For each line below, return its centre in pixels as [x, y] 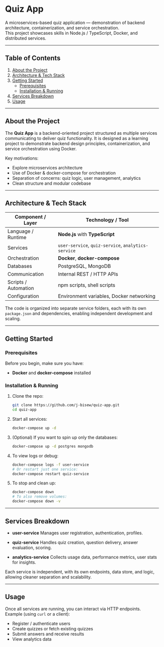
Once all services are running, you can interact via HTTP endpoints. [73, 609]
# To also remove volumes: [40, 497]
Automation [21, 288]
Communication [26, 274]
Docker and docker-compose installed [51, 373]
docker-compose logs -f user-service [51, 465]
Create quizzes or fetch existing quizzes [53, 628]
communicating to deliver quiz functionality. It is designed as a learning [77, 138]
